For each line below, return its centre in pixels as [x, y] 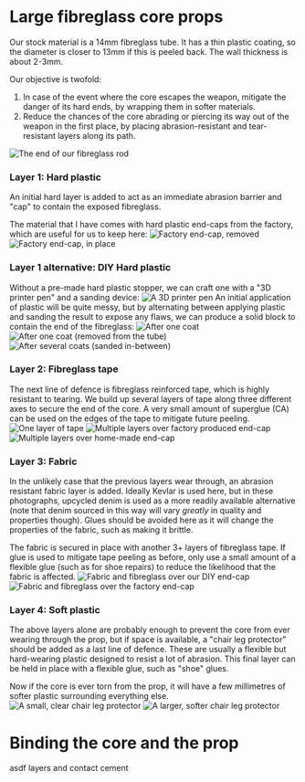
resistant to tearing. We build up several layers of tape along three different [151, 398]
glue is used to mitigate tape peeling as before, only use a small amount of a [153, 557]
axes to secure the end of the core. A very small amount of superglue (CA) [149, 408]
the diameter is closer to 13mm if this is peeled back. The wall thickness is [149, 51]
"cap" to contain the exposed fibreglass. [85, 206]
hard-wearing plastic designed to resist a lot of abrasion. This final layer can [152, 659]
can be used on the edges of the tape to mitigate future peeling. [130, 418]
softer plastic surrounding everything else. [89, 696]
